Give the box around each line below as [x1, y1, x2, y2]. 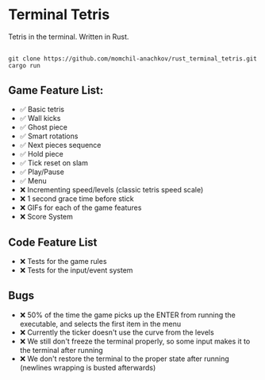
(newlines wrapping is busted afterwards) [19, 363, 156, 372]
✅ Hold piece [19, 149, 63, 159]
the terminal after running [19, 345, 103, 355]
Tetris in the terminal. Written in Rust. [8, 32, 129, 41]
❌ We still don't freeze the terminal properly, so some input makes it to [19, 336, 251, 346]
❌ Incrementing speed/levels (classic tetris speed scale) [19, 185, 204, 195]
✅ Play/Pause [19, 167, 65, 176]
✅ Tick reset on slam [19, 158, 89, 168]
